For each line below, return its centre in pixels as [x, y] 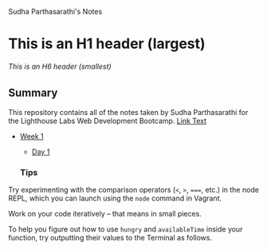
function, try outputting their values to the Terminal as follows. [110, 238]
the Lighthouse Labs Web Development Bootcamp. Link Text [108, 121]
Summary [33, 93]
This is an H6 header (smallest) [60, 66]
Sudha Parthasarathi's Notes [55, 12]
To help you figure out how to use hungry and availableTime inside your [126, 229]
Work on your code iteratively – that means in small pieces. [105, 214]
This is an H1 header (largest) [107, 44]
